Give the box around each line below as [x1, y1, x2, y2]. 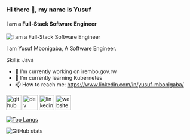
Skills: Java [6, 57, 34, 64]
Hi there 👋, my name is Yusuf [6, 5, 91, 14]
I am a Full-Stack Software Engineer [6, 20, 97, 27]
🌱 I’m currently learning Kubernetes [14, 74, 103, 82]
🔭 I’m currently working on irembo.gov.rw [14, 68, 117, 75]
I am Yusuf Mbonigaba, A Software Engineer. [6, 45, 117, 52]
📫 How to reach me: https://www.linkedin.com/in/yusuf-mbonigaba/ [14, 81, 184, 88]
